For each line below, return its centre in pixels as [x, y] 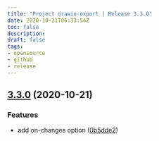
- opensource [26, 54]
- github [20, 60]
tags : [15, 47]
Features [23, 115]
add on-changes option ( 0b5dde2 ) [68, 130]
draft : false [26, 40]
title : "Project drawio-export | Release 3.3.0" [80, 14]
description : [26, 33]
